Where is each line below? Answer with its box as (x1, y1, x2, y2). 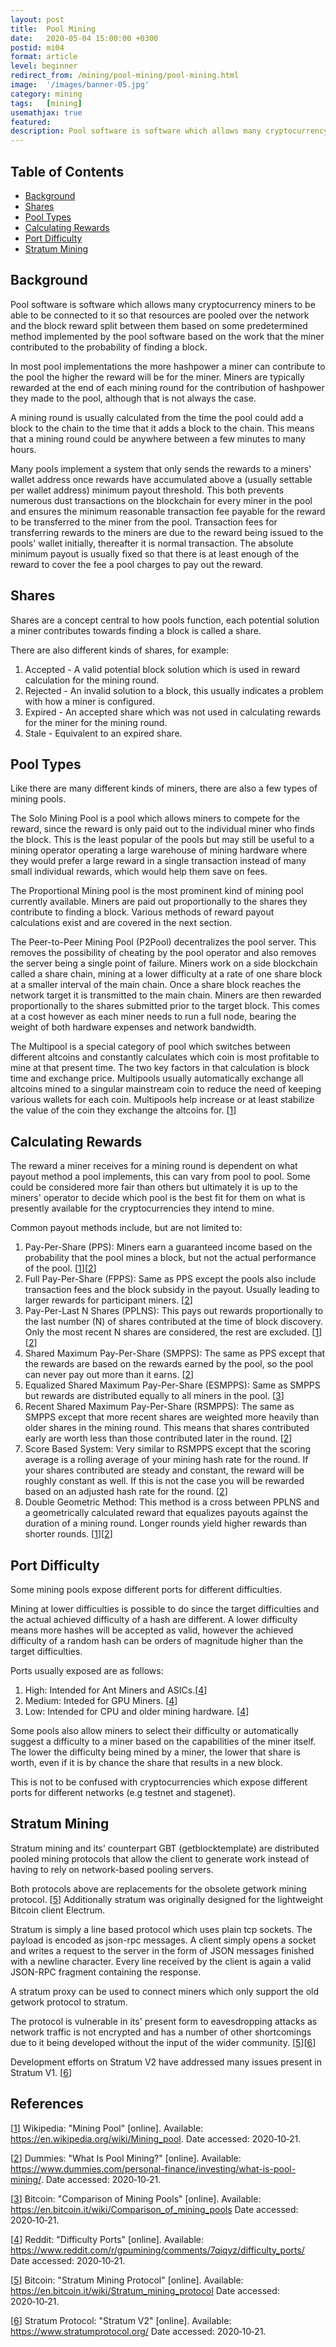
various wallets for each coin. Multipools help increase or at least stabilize (10, 1094, 315, 1106)
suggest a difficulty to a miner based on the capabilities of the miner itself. (10, 1736, 317, 1747)
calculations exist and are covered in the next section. (10, 917, 233, 929)
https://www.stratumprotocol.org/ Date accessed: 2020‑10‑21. (10, 2325, 267, 2337)
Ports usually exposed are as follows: (10, 1665, 164, 1676)
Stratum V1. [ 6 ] (10, 2066, 72, 2078)
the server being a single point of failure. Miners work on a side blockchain (10, 957, 318, 970)
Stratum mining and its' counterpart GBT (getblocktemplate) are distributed (10, 1842, 320, 1854)
